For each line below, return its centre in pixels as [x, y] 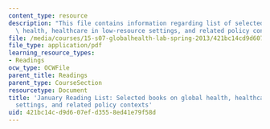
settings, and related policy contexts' [84, 105]
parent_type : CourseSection [55, 83]
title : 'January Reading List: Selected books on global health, [120, 98]
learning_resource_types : [51, 53]
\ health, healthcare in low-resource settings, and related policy [133, 30]
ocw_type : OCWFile [39, 68]
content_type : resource [48, 16]
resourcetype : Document [48, 90]
